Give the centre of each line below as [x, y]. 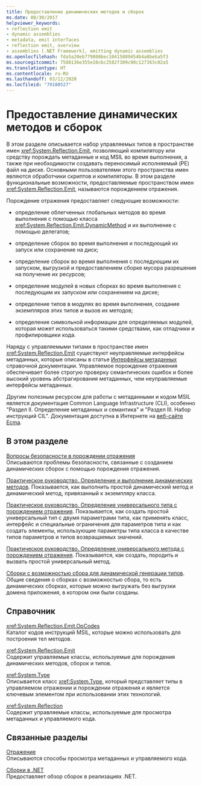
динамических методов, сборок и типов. [59, 663]
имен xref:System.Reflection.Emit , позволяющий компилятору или [91, 150]
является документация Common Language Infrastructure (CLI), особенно [101, 403]
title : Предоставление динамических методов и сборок [75, 12]
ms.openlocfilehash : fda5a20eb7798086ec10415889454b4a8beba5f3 [87, 57]
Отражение [21, 752]
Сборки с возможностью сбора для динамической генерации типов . [96, 573]
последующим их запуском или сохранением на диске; [87, 292]
